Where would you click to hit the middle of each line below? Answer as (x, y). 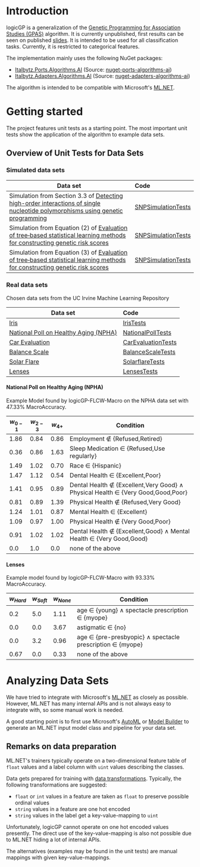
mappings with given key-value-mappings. (59, 857)
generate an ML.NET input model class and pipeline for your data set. (91, 727)
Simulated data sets (36, 170)
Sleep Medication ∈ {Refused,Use (117, 448)
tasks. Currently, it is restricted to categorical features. (73, 47)
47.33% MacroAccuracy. (36, 407)
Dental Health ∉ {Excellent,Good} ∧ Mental (129, 531)
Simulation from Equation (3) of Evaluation (68, 252)
